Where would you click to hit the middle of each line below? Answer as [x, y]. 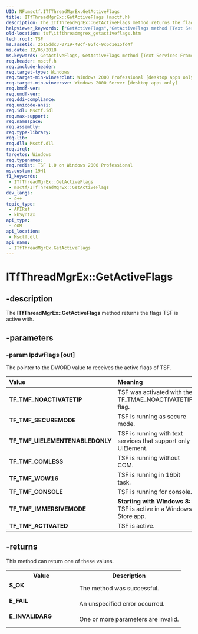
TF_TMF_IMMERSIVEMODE [48, 509]
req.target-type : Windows [38, 72]
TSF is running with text [150, 433]
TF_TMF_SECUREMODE [42, 420]
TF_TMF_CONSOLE [36, 492]
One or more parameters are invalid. [129, 619]
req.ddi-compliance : [32, 99]
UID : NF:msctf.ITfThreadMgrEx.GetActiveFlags [63, 12]
